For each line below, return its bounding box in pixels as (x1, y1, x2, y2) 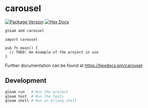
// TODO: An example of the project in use (9, 49, 99, 55)
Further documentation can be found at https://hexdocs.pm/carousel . (5, 62, 144, 68)
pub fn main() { (5, 46, 38, 50)
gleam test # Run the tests (5, 94, 64, 99)
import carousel (5, 37, 38, 42)
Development (5, 77, 47, 85)
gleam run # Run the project (5, 89, 68, 94)
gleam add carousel (5, 28, 45, 33)
